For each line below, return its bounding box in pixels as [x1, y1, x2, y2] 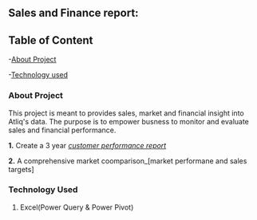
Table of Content [8, 33, 93, 47]
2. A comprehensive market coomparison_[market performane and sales [8, 155, 247, 166]
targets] [8, 164, 34, 174]
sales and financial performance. [8, 125, 117, 135]
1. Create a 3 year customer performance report [8, 140, 167, 150]
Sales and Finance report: [8, 6, 139, 20]
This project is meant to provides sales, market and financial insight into [8, 108, 245, 118]
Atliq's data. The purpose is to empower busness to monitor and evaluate [8, 116, 250, 126]
